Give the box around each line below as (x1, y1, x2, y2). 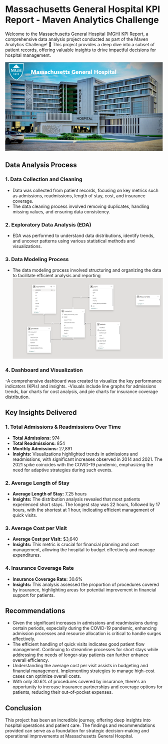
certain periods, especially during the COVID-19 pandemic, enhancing (12, 625, 157, 631)
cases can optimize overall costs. (12, 673, 81, 679)
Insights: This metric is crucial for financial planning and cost (12, 541, 139, 548)
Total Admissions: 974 (12, 435, 60, 441)
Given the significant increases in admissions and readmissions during (12, 620, 158, 626)
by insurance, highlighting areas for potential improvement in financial (12, 586, 156, 593)
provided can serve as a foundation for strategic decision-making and (5, 728, 149, 734)
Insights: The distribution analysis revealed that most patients (12, 496, 140, 502)
